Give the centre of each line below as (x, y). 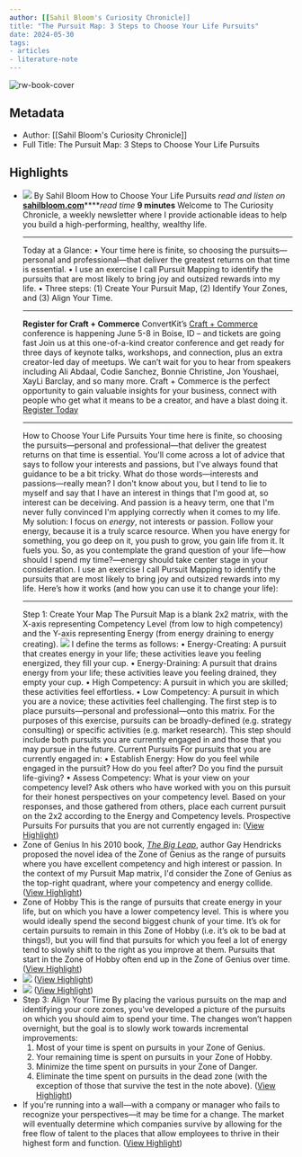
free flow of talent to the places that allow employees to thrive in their (151, 1133)
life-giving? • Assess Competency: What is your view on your (136, 778)
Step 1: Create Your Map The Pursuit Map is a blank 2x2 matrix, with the (155, 614)
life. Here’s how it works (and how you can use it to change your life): (150, 588)
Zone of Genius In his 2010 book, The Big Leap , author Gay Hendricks (151, 844)
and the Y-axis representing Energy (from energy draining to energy (148, 633)
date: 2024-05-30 (42, 34)
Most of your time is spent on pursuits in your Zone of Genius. (151, 1047)
